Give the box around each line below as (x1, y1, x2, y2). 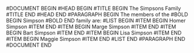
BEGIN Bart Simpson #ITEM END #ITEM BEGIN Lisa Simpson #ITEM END (6, 29, 182, 36)
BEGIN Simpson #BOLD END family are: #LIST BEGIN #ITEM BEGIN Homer (6, 17, 186, 24)
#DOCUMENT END (6, 41, 52, 48)
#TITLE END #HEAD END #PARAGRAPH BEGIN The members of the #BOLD (6, 11, 189, 18)
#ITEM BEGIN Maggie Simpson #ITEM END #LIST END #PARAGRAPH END (6, 36, 186, 42)
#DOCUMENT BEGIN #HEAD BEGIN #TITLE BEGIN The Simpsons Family (6, 5, 181, 12)
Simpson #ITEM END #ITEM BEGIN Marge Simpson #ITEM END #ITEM (6, 23, 176, 30)
